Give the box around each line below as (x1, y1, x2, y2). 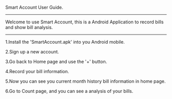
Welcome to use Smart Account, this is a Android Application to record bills (5, 19, 164, 25)
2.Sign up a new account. (5, 49, 59, 55)
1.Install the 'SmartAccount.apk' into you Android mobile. (5, 39, 125, 45)
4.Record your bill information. (5, 69, 69, 74)
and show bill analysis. (5, 24, 53, 30)
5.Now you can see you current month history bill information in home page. (5, 78, 166, 84)
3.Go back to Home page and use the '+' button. (5, 58, 107, 64)
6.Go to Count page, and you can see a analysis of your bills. (5, 88, 134, 94)
